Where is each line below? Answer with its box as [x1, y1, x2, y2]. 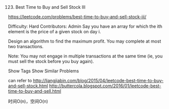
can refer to [8, 78, 32, 83]
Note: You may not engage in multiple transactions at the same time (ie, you [8, 53, 163, 59]
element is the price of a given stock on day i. [8, 29, 101, 34]
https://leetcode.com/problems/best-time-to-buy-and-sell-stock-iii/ [8, 14, 147, 19]
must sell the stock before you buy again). [8, 58, 94, 64]
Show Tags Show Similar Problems [8, 68, 79, 74]
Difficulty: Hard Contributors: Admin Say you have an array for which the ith [8, 23, 163, 29]
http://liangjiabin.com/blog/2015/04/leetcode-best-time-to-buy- [33, 78, 164, 83]
